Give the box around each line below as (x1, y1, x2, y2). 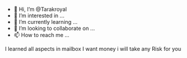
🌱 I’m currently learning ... (13, 19, 78, 25)
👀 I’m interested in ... (13, 12, 65, 19)
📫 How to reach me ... (13, 32, 70, 38)
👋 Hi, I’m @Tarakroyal (13, 6, 67, 13)
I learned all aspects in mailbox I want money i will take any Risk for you (5, 45, 182, 52)
